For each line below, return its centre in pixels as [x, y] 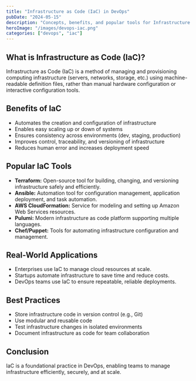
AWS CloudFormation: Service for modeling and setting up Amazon [97, 205]
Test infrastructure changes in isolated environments [78, 327]
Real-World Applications [52, 255]
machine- [176, 78]
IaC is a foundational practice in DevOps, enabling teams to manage [88, 366]
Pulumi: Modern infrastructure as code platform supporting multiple [97, 218]
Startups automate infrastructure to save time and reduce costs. [92, 275]
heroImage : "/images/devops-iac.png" [52, 28]
